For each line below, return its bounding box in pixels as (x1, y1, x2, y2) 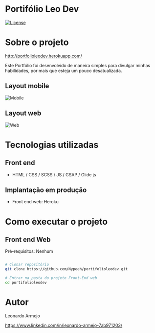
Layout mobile (5, 82, 49, 90)
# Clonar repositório (5, 262, 49, 267)
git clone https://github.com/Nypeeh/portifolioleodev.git (5, 267, 128, 272)
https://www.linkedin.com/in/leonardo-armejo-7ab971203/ (5, 322, 123, 328)
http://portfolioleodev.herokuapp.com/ (5, 53, 82, 59)
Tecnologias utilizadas (5, 139, 99, 150)
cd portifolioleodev (5, 280, 47, 285)
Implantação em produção (5, 186, 87, 194)
